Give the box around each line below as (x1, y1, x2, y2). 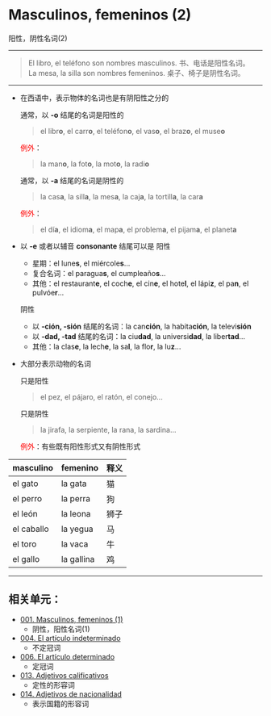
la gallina (60, 553, 95, 564)
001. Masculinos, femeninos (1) (19, 614, 123, 624)
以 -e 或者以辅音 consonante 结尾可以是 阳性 (19, 241, 171, 251)
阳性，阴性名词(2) (8, 33, 68, 43)
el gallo (12, 553, 40, 564)
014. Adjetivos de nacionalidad (19, 689, 123, 699)
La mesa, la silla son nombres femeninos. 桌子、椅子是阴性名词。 (27, 68, 245, 77)
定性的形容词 (31, 680, 75, 689)
